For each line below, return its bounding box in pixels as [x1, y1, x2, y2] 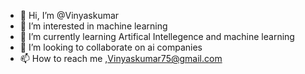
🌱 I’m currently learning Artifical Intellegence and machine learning [19, 31, 295, 42]
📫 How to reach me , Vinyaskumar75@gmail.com [19, 53, 223, 64]
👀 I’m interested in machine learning [19, 20, 168, 32]
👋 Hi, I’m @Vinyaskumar [19, 10, 120, 21]
